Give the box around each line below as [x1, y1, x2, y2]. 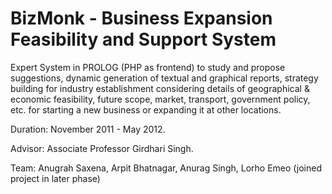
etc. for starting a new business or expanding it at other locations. [10, 103, 282, 116]
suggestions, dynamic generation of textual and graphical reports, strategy [10, 72, 319, 84]
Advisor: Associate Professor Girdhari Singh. [10, 142, 194, 154]
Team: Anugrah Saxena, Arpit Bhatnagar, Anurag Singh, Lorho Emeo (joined [10, 162, 322, 174]
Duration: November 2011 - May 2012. [10, 123, 166, 135]
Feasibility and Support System [10, 28, 277, 51]
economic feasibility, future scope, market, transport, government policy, [10, 93, 311, 105]
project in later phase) [10, 172, 101, 184]
